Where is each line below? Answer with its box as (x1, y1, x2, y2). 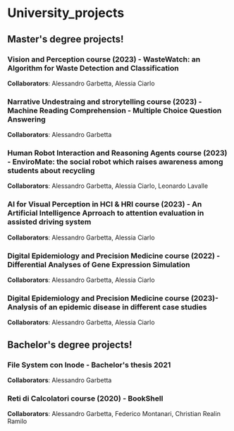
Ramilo (7, 417, 27, 425)
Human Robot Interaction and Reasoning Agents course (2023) (7, 148, 228, 158)
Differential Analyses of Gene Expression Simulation (7, 259, 190, 269)
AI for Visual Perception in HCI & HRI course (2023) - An (7, 199, 202, 209)
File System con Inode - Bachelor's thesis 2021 (7, 360, 171, 370)
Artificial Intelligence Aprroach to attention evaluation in (7, 208, 204, 218)
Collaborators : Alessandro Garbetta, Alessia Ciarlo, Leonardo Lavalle (7, 182, 209, 190)
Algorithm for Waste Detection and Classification (7, 63, 180, 73)
